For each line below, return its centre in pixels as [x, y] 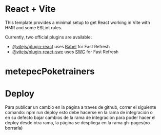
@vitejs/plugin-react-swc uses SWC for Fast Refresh [65, 52]
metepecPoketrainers [50, 71]
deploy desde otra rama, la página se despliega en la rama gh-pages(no [78, 123]
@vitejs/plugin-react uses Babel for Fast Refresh [61, 46]
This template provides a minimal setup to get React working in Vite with [78, 22]
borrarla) [14, 128]
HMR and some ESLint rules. [34, 27]
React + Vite [30, 9]
